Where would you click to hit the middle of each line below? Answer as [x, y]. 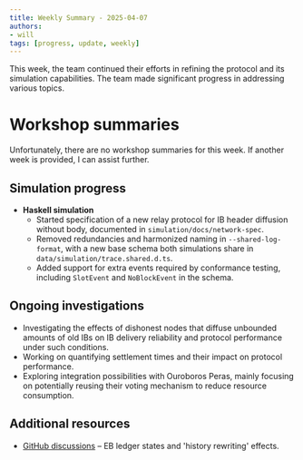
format [49, 250]
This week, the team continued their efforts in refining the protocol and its [147, 69]
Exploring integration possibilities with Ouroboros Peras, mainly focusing [158, 376]
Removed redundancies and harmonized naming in [131, 239]
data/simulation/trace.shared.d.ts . [104, 258]
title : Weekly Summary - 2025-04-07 [78, 18]
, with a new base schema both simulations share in [157, 249]
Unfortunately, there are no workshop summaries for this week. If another [147, 150]
